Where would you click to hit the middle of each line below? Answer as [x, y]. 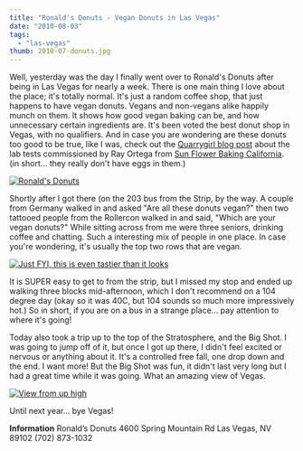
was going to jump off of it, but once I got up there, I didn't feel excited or [146, 347]
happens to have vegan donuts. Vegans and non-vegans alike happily [139, 106]
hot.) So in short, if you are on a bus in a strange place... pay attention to [144, 310]
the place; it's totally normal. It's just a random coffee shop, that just [136, 97]
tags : [19, 34]
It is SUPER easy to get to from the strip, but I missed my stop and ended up [151, 282]
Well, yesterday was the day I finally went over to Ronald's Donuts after [142, 77]
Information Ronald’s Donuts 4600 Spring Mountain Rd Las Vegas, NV [141, 428]
